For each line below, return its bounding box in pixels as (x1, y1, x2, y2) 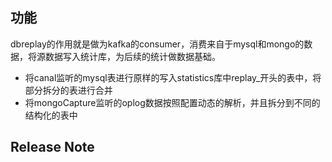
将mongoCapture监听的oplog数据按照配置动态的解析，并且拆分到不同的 (24, 96, 321, 108)
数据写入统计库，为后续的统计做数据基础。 (44, 50, 221, 62)
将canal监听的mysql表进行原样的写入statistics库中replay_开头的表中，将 (24, 71, 322, 83)
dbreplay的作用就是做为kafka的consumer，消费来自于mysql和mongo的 (10, 38, 305, 50)
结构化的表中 (24, 109, 78, 121)
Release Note (10, 139, 95, 156)
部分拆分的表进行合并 (24, 84, 113, 96)
